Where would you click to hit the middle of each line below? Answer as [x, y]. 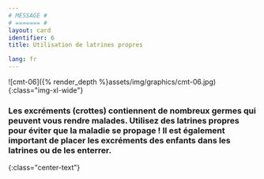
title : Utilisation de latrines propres [76, 45]
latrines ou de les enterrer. [60, 150]
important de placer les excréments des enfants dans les [119, 140]
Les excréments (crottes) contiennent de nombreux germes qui [132, 110]
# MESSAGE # [28, 15]
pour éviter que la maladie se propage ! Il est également [117, 130]
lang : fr [23, 59]
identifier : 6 [32, 38]
